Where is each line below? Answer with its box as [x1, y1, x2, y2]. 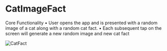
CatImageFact [5, 3, 66, 15]
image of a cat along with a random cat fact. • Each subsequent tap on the [5, 25, 162, 31]
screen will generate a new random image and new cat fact [5, 30, 130, 36]
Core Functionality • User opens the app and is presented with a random [5, 20, 158, 26]
